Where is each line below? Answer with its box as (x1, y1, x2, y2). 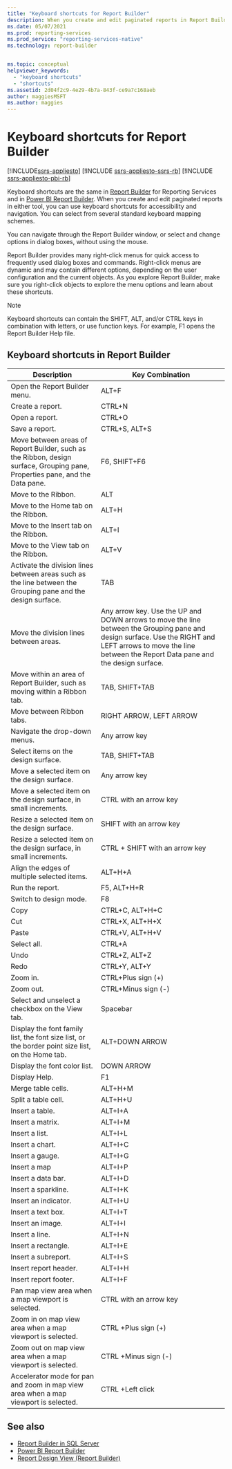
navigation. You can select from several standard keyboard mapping (7, 210, 202, 218)
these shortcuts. (7, 288, 54, 296)
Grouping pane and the (10, 586, 86, 595)
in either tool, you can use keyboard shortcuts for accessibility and (7, 202, 197, 211)
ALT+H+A (100, 867, 132, 877)
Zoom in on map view (10, 1314, 81, 1324)
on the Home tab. (10, 1049, 67, 1059)
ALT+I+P (100, 1162, 128, 1172)
